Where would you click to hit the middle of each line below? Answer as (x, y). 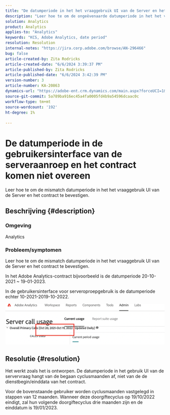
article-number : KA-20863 (32, 86)
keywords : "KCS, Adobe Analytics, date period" (56, 38)
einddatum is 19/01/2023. (32, 407)
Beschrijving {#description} (50, 211)
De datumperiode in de (54, 143)
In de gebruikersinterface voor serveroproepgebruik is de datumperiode (80, 291)
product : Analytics (26, 27)
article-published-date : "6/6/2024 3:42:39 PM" (56, 75)
